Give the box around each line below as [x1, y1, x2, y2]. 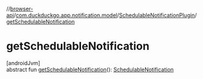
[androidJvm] [6, 59, 41, 66]
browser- [10, 5, 34, 12]
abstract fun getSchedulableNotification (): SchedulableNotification [6, 66, 174, 73]
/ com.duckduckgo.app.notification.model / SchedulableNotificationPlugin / [13, 12, 197, 19]
